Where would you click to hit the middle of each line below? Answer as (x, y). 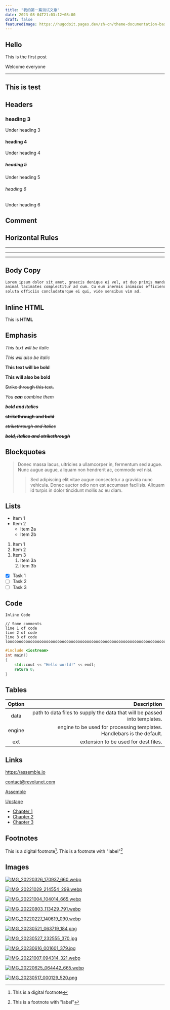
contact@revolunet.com (30, 782)
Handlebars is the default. (132, 734)
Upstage (14, 802)
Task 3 (19, 587)
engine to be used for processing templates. (110, 727)
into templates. (145, 719)
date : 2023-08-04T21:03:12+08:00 (40, 15)
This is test (23, 87)
